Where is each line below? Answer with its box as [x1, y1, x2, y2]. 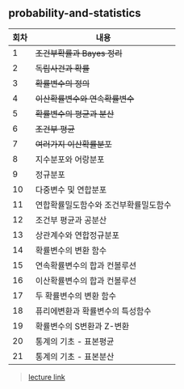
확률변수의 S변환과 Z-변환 [35, 320, 130, 332]
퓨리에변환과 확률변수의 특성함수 [35, 305, 152, 316]
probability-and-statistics [8, 6, 141, 20]
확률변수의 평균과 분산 [35, 108, 115, 120]
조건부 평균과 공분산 [35, 214, 107, 226]
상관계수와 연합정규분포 [35, 230, 119, 241]
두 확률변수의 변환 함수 [35, 290, 117, 302]
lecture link [27, 372, 66, 382]
